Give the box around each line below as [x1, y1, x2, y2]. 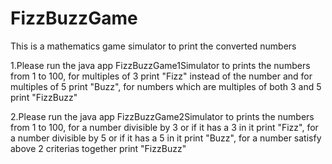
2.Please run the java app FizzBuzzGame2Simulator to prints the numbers [10, 110, 315, 122]
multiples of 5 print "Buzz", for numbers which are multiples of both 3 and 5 [10, 80, 322, 92]
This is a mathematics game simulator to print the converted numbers [10, 40, 297, 52]
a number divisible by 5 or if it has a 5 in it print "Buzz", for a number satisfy [10, 132, 322, 144]
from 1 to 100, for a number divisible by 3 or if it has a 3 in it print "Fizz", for [10, 121, 319, 133]
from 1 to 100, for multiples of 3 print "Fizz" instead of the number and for [10, 70, 313, 82]
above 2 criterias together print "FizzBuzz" [10, 142, 187, 154]
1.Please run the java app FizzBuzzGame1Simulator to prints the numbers [10, 59, 311, 71]
